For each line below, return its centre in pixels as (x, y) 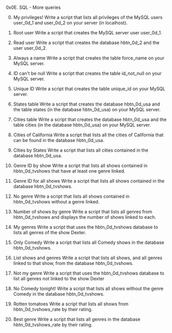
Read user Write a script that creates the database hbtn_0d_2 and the (86, 43)
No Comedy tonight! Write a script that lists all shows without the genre (88, 288)
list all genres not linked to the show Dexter (59, 278)
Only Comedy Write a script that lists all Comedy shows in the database (89, 242)
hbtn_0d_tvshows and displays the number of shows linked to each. (85, 217)
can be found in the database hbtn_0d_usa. (59, 140)
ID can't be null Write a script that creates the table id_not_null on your (87, 73)
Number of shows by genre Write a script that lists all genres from (83, 212)
